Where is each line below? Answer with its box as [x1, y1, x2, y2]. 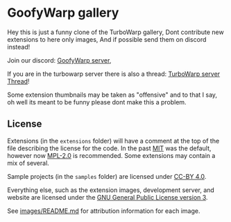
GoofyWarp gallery [7, 5, 119, 21]
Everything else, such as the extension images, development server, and [7, 186, 215, 194]
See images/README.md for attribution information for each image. [7, 207, 200, 215]
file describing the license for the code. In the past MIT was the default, [7, 144, 212, 152]
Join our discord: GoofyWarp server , [7, 56, 112, 64]
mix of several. [7, 159, 50, 167]
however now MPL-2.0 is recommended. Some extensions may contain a [7, 151, 216, 159]
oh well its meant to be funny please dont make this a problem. [7, 97, 187, 106]
